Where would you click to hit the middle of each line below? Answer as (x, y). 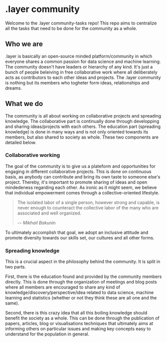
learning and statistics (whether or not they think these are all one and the (81, 298)
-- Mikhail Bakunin (36, 222)
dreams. (14, 88)
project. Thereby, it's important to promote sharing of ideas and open (76, 182)
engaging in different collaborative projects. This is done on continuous (78, 171)
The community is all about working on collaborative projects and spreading (83, 115)
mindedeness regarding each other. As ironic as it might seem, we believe (81, 187)
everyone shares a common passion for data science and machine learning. (83, 61)
